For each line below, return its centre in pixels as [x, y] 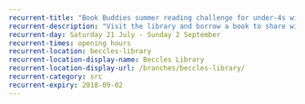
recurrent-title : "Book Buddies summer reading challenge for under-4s [147, 18]
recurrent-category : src [56, 77]
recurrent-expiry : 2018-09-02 [66, 85]
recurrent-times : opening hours [70, 43]
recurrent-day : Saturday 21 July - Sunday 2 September [115, 34]
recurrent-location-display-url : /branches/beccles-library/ [127, 69]
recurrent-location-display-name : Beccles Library [107, 60]
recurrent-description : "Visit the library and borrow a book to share [147, 26]
